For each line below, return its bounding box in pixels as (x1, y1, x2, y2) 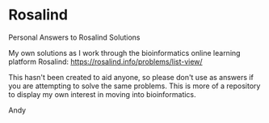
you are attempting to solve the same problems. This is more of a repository (8, 81, 261, 91)
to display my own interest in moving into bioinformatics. (8, 89, 196, 99)
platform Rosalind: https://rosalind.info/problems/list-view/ (8, 57, 204, 66)
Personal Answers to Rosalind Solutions (8, 32, 141, 42)
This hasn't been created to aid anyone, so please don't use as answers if (8, 72, 254, 82)
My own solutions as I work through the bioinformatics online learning (8, 48, 241, 57)
